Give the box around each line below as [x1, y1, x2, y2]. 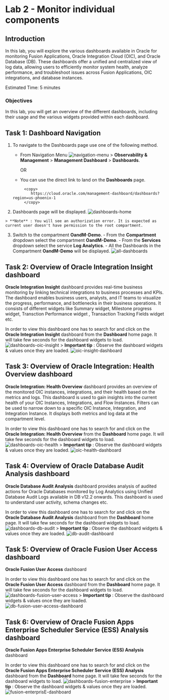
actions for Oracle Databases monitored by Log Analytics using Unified [5, 488, 153, 494]
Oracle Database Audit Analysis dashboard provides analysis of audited [5, 483, 157, 489]
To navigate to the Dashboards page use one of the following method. [12, 142, 158, 148]
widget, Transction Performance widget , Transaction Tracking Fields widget [5, 311, 164, 317]
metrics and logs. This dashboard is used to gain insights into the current [5, 394, 157, 400]
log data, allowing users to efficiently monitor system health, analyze [5, 64, 148, 70]
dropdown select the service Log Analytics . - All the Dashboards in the [12, 243, 161, 249]
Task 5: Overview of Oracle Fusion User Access [5, 545, 158, 553]
